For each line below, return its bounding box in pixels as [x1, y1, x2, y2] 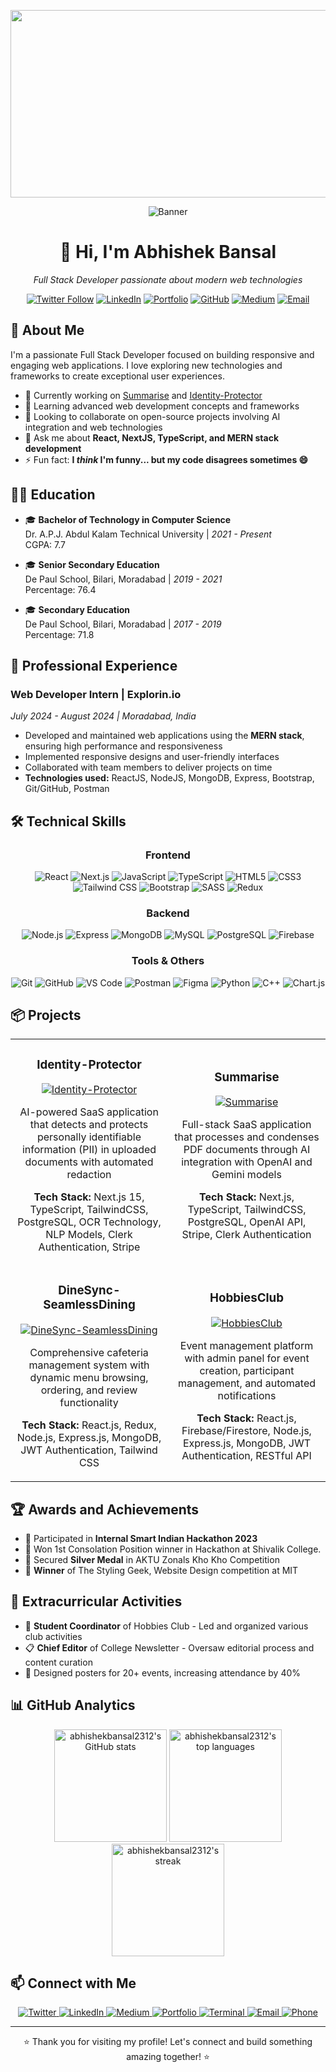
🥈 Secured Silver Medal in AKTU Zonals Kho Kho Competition [24, 1554, 280, 1565]
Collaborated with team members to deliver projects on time [24, 761, 273, 774]
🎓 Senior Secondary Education [24, 558, 160, 570]
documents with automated [24, 1155, 154, 1169]
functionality [59, 1396, 119, 1410]
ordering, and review [40, 1383, 138, 1397]
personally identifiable [36, 1130, 142, 1144]
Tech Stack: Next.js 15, [33, 1190, 145, 1204]
